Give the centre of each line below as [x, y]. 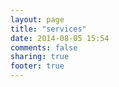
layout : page [37, 19]
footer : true [37, 66]
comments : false [44, 47]
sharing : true [40, 57]
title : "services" [48, 29]
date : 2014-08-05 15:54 [60, 38]
